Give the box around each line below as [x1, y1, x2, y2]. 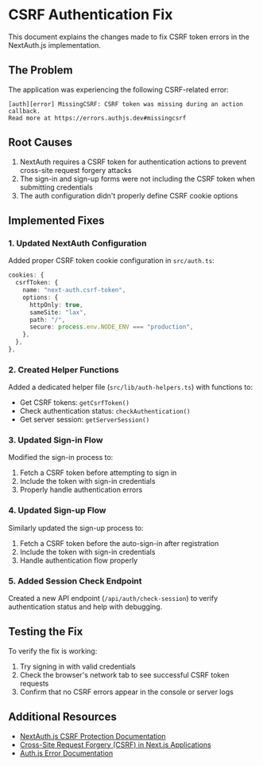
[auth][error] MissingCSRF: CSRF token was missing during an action [8, 100, 244, 108]
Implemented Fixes [8, 214, 105, 227]
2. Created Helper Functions [8, 364, 119, 375]
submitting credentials [19, 182, 93, 192]
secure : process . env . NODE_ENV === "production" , [29, 323, 194, 332]
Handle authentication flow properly [19, 556, 138, 565]
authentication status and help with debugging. [8, 602, 163, 611]
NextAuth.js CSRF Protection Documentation [19, 731, 166, 740]
